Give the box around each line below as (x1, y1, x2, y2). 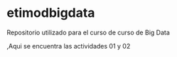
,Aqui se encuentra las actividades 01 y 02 (6, 42, 131, 50)
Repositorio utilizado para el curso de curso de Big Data (6, 28, 170, 37)
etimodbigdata (6, 5, 95, 21)
